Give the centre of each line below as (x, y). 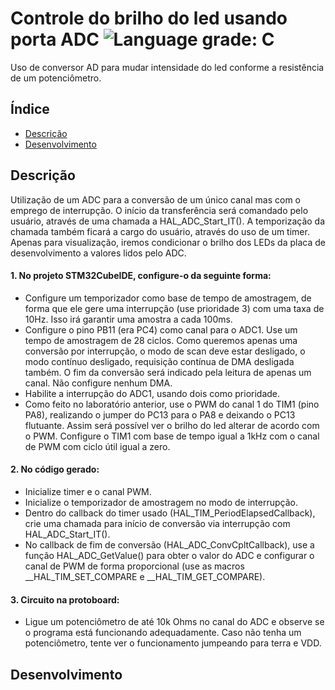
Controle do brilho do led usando (149, 18)
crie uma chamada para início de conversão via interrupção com (157, 523)
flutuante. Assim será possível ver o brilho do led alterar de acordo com (172, 425)
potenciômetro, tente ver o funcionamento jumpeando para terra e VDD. (173, 643)
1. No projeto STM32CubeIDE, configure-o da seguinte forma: (141, 276)
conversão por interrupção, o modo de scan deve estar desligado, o (165, 351)
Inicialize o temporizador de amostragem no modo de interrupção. (161, 502)
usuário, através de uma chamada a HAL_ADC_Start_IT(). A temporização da (168, 221)
